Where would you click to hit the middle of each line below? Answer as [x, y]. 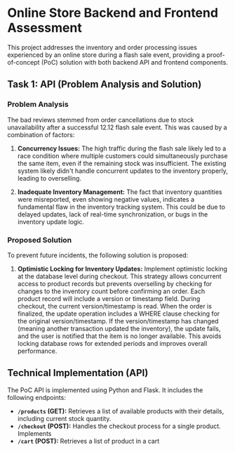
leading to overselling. [49, 178]
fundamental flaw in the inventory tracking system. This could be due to [121, 207]
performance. [37, 351]
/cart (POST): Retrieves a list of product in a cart [88, 441]
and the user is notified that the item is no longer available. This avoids [119, 336]
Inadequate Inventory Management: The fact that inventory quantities [120, 192]
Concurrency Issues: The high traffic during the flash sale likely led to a [122, 148]
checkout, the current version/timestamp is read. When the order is [115, 306]
